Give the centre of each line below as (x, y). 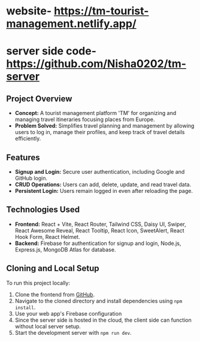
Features (23, 157)
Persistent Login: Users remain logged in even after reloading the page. (104, 191)
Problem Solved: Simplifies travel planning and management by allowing (104, 126)
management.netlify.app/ (71, 24)
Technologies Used (43, 210)
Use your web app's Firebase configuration (68, 313)
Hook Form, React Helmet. (47, 237)
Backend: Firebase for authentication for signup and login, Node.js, (98, 243)
